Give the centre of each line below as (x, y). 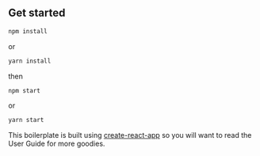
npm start (25, 90)
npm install (28, 31)
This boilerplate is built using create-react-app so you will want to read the (130, 135)
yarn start (26, 120)
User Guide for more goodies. (57, 144)
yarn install (30, 61)
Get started (37, 13)
